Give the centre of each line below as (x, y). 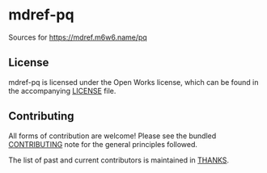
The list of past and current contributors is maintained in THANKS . (119, 160)
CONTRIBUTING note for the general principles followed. (103, 144)
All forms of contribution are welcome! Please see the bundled (112, 136)
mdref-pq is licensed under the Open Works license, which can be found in (133, 82)
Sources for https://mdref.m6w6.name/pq (78, 37)
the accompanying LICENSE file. (62, 91)
